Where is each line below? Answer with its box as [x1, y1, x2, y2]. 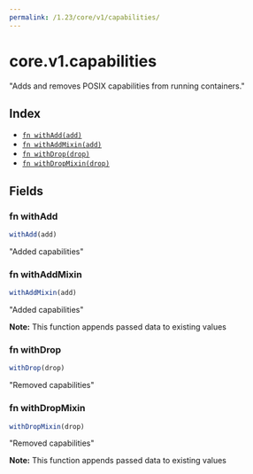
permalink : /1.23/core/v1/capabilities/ [9, 12, 161, 22]
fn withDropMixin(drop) [21, 159, 111, 168]
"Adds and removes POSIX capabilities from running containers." [9, 81, 245, 91]
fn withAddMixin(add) [21, 141, 102, 150]
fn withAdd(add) [21, 131, 82, 140]
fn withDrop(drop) [21, 150, 90, 159]
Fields [9, 183, 44, 198]
